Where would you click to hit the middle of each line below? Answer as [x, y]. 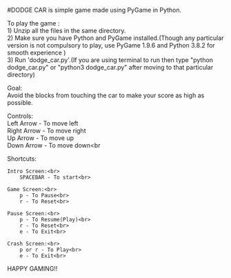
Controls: [20, 116]
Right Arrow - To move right [47, 131]
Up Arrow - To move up [41, 138]
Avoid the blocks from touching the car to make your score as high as [106, 95]
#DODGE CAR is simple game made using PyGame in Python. [94, 10]
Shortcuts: [22, 159]
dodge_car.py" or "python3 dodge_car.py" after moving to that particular [110, 67]
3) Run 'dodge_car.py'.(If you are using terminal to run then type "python [110, 60]
